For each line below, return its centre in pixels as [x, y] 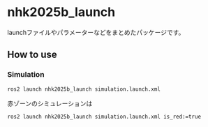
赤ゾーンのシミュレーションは [50, 103]
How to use [32, 55]
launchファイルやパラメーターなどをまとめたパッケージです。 [96, 32]
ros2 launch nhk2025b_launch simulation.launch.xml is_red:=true [104, 117]
